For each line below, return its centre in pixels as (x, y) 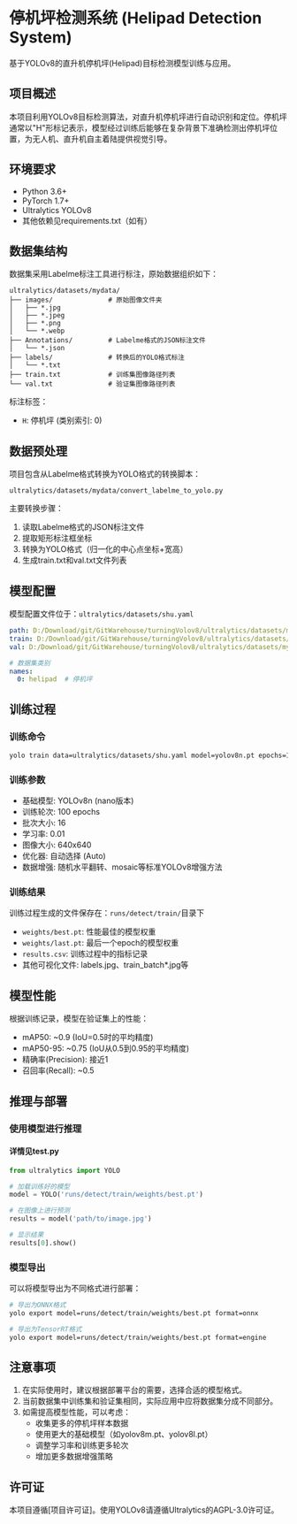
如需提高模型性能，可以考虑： (76, 1413)
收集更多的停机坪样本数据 (82, 1423)
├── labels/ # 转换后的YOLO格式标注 (97, 358)
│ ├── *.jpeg (37, 316)
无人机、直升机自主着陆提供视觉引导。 (102, 139)
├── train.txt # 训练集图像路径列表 (92, 375)
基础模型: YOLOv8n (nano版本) (78, 800)
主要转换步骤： (36, 509)
